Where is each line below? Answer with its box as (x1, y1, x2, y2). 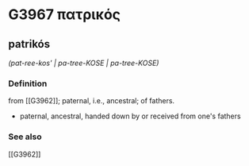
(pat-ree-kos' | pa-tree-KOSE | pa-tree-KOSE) (8, 58, 159, 68)
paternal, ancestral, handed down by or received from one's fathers (19, 111, 241, 121)
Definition (8, 78, 48, 89)
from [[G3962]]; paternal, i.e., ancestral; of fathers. (8, 96, 175, 106)
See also (8, 131, 42, 142)
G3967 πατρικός (8, 6, 121, 24)
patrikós (8, 37, 51, 51)
